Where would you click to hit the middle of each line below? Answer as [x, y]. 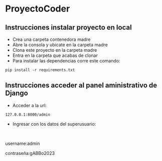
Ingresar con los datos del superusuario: [54, 124]
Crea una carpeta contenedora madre [51, 39]
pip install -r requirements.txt [40, 70]
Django [17, 93]
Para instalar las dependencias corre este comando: [66, 61]
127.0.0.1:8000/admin [28, 114]
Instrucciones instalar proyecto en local [68, 27]
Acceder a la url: [29, 105]
